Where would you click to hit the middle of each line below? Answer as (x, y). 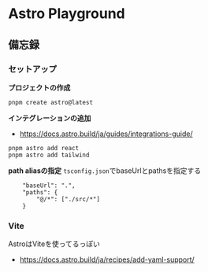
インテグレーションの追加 (50, 118)
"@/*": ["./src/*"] (69, 199)
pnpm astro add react (44, 148)
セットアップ (33, 69)
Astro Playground (67, 14)
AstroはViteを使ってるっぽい (54, 244)
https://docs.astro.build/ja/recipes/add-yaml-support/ (107, 259)
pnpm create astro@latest (50, 102)
